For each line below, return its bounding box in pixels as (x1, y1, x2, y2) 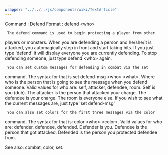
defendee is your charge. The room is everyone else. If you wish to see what (5, 95, 163, 101)
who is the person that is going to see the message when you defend (5, 79, 147, 85)
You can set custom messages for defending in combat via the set (7, 65, 149, 70)
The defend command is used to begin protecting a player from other (7, 30, 155, 35)
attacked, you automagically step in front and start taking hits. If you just (5, 44, 154, 50)
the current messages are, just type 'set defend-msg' (5, 100, 115, 106)
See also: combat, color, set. (5, 144, 64, 150)
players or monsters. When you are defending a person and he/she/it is (5, 39, 152, 45)
